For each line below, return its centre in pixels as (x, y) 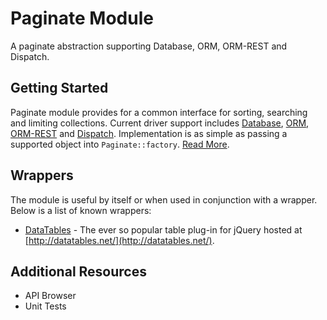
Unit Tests (45, 306)
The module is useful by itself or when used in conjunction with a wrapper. (164, 199)
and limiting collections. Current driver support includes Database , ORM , (160, 123)
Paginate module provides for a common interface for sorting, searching (159, 112)
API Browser (50, 296)
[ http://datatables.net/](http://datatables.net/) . (119, 240)
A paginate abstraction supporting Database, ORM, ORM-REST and (149, 46)
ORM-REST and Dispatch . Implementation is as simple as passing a (149, 133)
